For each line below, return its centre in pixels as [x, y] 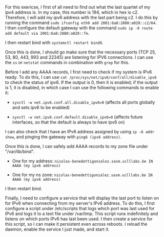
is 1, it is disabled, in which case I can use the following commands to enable [82, 87]
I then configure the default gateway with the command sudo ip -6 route [79, 28]
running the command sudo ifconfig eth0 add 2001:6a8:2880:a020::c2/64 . [81, 23]
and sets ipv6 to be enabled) [41, 107]
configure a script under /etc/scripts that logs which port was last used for [80, 208]
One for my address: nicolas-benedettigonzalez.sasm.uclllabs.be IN [82, 161]
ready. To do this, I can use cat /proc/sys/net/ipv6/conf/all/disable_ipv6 [81, 77]
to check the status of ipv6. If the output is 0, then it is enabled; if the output [81, 82]
